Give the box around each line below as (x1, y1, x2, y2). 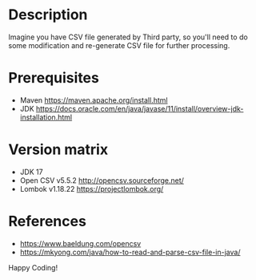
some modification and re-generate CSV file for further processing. (8, 40, 230, 50)
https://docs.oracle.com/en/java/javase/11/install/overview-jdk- (35, 103, 244, 113)
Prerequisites (8, 69, 100, 87)
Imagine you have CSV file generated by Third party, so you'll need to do (8, 32, 248, 42)
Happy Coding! (8, 262, 58, 272)
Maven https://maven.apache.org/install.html (19, 95, 168, 105)
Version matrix (8, 140, 109, 159)
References (8, 213, 86, 230)
